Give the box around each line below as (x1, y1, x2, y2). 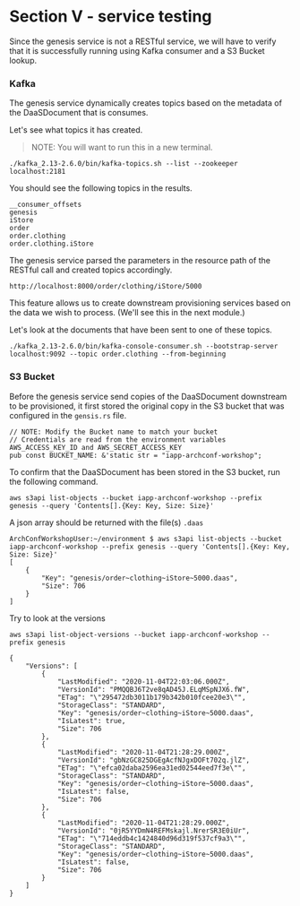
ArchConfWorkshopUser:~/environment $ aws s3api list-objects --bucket (9, 534, 282, 543)
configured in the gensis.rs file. (9, 410, 127, 420)
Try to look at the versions (9, 612, 106, 624)
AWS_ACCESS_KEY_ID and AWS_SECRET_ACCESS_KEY (9, 443, 182, 452)
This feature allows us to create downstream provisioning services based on (9, 298, 291, 308)
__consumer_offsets (9, 200, 82, 210)
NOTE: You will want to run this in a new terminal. (30, 142, 213, 153)
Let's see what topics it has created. (9, 125, 143, 135)
